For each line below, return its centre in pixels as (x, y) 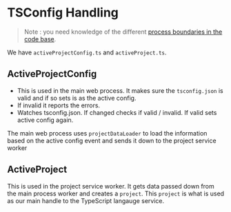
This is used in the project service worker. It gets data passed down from (111, 186)
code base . (40, 39)
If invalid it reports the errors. (59, 105)
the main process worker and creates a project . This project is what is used (116, 193)
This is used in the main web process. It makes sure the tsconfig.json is (120, 90)
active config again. (45, 120)
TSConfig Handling (63, 13)
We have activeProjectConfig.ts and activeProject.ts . (87, 52)
